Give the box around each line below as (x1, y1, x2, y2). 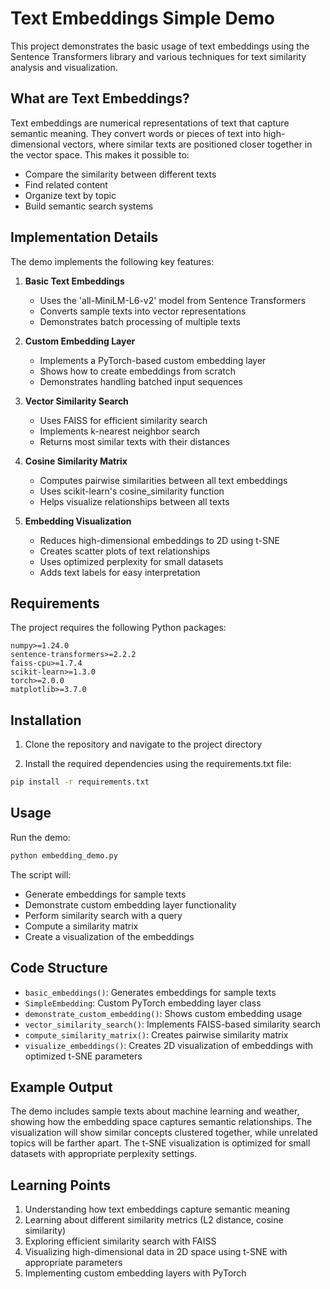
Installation (10, 712, 82, 729)
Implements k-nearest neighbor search (39, 425, 200, 437)
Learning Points (10, 1177, 111, 1194)
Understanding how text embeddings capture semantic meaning (24, 1203, 291, 1216)
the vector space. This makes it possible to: (10, 148, 190, 161)
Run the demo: (10, 831, 71, 843)
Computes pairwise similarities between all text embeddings (39, 474, 288, 486)
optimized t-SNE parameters (24, 1050, 143, 1062)
